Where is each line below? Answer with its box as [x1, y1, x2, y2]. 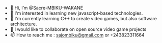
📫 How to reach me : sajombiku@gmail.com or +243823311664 [10, 32, 145, 38]
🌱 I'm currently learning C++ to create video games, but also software [10, 16, 157, 21]
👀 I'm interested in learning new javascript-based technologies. [10, 10, 143, 16]
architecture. [10, 21, 37, 27]
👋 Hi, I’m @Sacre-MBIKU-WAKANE [10, 5, 83, 11]
